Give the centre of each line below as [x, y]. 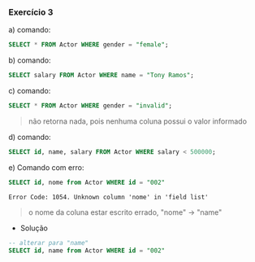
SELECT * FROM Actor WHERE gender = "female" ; [89, 45]
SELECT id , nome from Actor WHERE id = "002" [86, 182]
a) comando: [30, 30]
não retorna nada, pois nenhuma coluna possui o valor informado [138, 121]
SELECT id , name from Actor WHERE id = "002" [86, 251]
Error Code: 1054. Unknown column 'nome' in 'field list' [108, 197]
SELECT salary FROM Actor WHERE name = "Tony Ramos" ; [102, 76]
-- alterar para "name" [49, 242]
